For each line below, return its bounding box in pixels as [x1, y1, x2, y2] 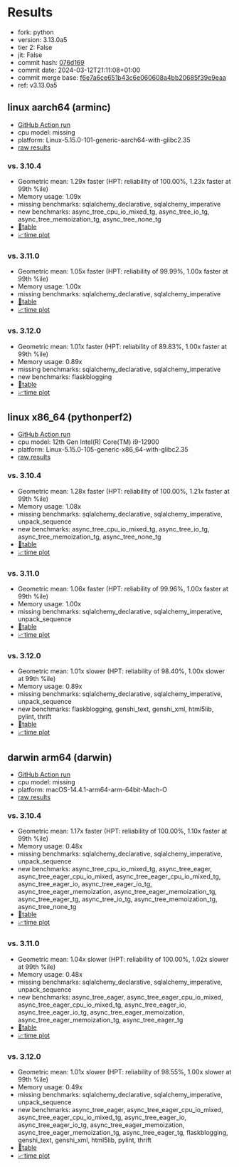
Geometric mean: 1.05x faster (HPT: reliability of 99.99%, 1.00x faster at [17, 267, 229, 276]
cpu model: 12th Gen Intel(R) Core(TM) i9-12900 [17, 437, 160, 446]
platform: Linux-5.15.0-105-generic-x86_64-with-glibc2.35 [17, 445, 188, 454]
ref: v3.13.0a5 [17, 81, 58, 89]
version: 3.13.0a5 [17, 35, 68, 43]
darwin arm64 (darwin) [7, 751, 112, 763]
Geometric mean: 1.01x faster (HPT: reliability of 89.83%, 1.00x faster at [17, 342, 228, 351]
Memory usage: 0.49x [17, 1083, 83, 1091]
